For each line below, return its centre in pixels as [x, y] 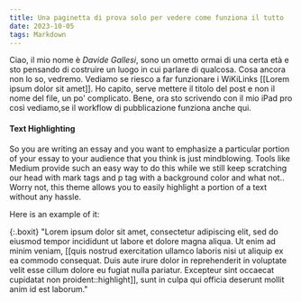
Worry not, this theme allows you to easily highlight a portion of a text [138, 187]
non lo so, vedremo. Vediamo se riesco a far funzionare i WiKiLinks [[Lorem [150, 79]
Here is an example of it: [55, 214]
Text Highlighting [42, 128]
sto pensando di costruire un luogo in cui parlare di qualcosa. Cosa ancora [148, 69]
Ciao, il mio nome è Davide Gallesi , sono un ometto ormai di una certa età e [150, 60]
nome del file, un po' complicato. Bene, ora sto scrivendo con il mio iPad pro [151, 98]
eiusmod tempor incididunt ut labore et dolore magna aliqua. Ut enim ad [143, 241]
